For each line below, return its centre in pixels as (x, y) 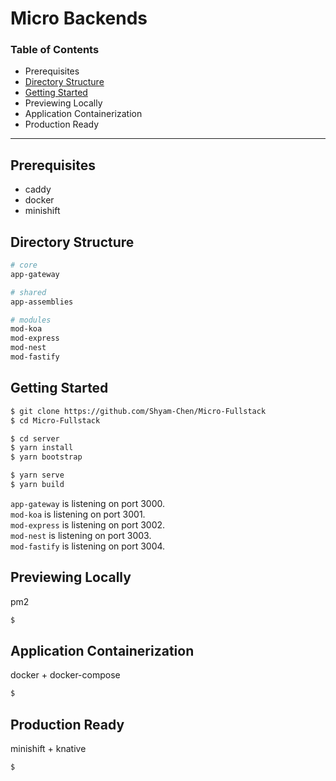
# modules (31, 320)
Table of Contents (55, 50)
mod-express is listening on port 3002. (88, 524)
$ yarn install (42, 448)
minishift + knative (48, 749)
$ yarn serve (37, 475)
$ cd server (35, 438)
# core (24, 265)
